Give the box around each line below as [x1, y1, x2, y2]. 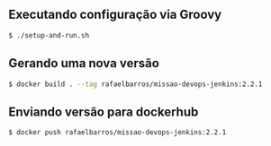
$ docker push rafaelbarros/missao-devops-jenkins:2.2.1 [8, 128, 227, 137]
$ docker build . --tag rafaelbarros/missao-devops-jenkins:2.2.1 [8, 80, 263, 89]
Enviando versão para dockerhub [8, 104, 199, 119]
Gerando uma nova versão [8, 56, 159, 71]
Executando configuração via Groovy [8, 7, 222, 22]
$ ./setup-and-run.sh [8, 30, 90, 39]
